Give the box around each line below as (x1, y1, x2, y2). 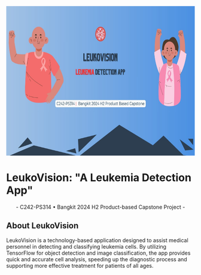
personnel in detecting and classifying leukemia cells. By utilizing (6, 243, 166, 250)
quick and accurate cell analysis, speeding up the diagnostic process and (6, 255, 187, 262)
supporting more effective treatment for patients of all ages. (6, 262, 154, 269)
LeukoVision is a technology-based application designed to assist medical (6, 236, 188, 244)
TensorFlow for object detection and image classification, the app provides (6, 249, 191, 256)
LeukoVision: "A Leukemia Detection (6, 171, 191, 185)
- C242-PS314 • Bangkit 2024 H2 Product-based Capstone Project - (16, 203, 185, 210)
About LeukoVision (6, 221, 79, 231)
